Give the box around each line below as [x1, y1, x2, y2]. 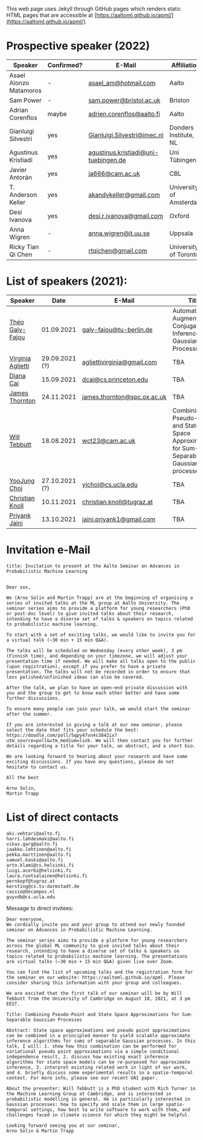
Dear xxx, [6, 584, 31, 590]
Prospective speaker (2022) [6, 39, 150, 53]
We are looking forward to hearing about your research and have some [6, 753, 188, 759]
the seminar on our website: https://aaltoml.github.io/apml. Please [6, 974, 185, 980]
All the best [6, 774, 39, 780]
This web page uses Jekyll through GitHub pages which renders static [6, 5, 181, 12]
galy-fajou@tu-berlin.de [82, 325, 153, 334]
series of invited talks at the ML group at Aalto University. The [6, 600, 180, 606]
